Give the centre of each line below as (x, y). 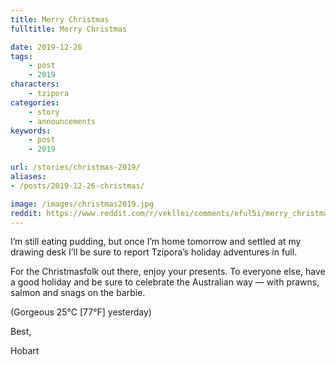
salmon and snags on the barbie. (78, 293)
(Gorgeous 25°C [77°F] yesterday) (81, 312)
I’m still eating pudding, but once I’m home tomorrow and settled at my (156, 242)
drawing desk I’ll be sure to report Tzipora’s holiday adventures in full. (154, 252)
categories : (35, 102)
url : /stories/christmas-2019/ (75, 167)
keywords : (31, 131)
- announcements (62, 121)
